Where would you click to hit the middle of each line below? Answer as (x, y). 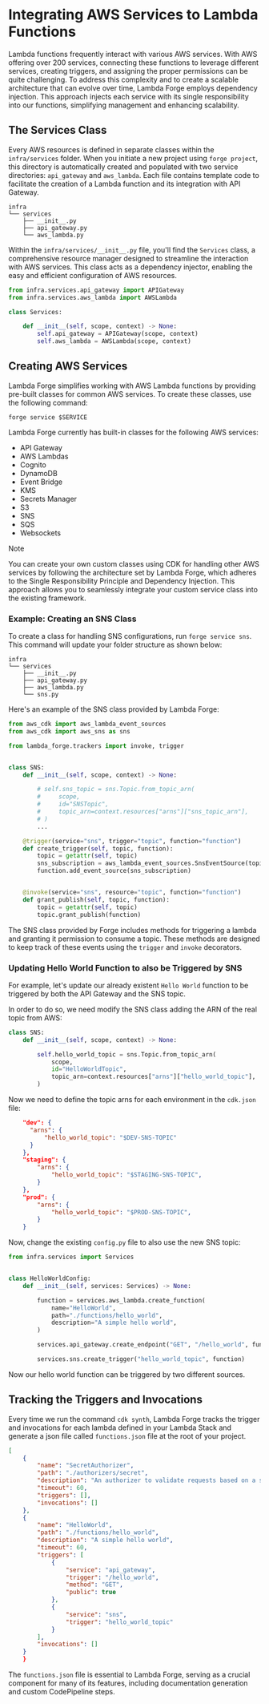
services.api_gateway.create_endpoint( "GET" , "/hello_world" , (143, 1345)
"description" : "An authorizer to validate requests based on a (147, 1480)
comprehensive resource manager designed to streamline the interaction (128, 258)
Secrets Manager (48, 499)
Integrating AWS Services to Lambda (133, 15)
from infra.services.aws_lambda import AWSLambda (93, 297)
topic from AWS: (35, 1018)
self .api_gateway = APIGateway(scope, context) (118, 334)
